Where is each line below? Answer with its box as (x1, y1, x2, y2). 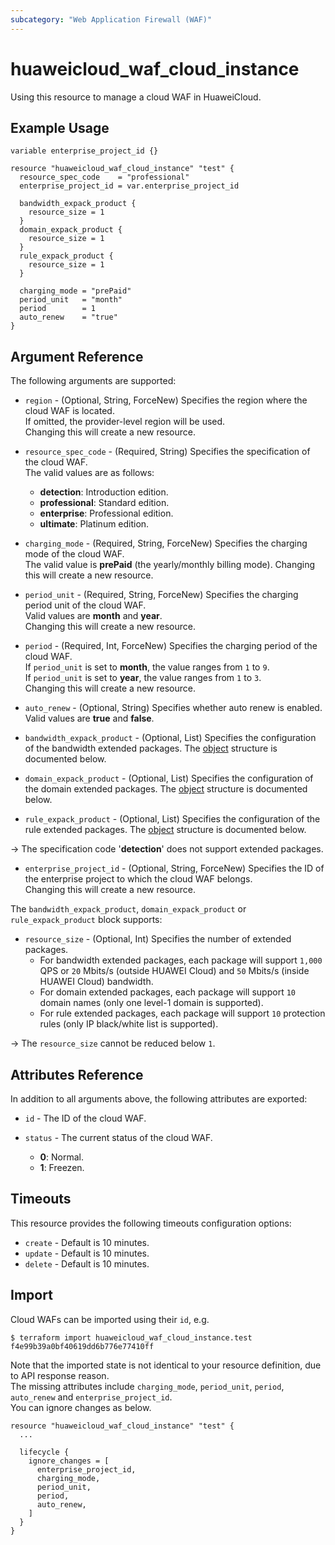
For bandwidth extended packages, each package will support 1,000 (39, 954, 323, 966)
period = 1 (19, 304, 97, 314)
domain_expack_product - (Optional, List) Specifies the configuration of (24, 772, 314, 785)
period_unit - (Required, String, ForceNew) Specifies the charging (24, 589, 299, 601)
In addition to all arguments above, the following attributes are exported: (10, 1093, 308, 1105)
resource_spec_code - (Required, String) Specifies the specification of (24, 446, 311, 458)
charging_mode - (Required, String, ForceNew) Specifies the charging (24, 537, 308, 550)
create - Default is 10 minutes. (24, 1236, 150, 1248)
